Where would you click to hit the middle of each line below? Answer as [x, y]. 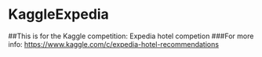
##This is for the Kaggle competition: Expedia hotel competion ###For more [131, 36]
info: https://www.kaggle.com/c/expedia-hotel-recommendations [114, 44]
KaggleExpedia [59, 14]
